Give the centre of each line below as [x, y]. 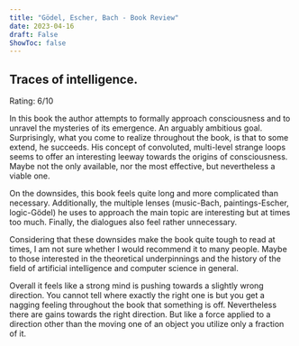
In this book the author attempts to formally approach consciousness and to [150, 119]
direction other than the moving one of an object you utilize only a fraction [147, 324]
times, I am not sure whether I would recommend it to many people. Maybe [149, 250]
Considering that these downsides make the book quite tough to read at [143, 240]
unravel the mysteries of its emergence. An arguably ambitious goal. [136, 128]
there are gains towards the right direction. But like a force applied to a [140, 314]
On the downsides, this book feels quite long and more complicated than [144, 194]
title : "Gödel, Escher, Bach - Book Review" [94, 18]
